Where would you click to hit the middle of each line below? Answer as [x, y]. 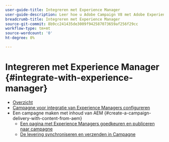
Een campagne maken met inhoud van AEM [58, 113]
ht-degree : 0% [20, 38]
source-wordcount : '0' [29, 33]
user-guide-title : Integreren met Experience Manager [63, 10]
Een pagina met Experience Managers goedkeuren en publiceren [87, 123]
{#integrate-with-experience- [69, 78]
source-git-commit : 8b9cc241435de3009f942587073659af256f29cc [72, 24]
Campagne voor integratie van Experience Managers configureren [81, 107]
